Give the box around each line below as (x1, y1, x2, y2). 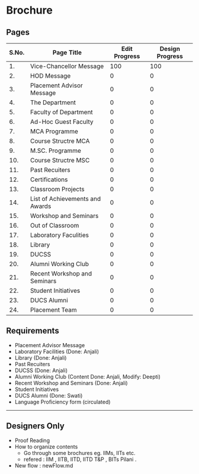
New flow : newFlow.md (14, 462, 73, 469)
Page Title (52, 49, 82, 56)
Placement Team (30, 306, 77, 314)
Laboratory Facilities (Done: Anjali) (14, 348, 99, 355)
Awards (30, 202, 52, 210)
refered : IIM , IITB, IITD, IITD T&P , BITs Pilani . (23, 456, 137, 463)
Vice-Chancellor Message (30, 62, 104, 70)
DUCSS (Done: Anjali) (14, 367, 68, 374)
